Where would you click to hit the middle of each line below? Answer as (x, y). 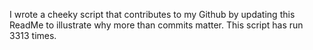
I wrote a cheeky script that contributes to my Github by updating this (152, 14)
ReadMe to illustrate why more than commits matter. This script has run (156, 25)
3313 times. (33, 35)
